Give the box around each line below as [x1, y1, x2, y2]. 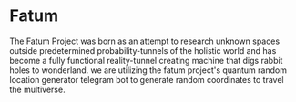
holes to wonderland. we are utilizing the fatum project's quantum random [9, 65, 287, 76]
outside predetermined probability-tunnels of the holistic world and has [9, 45, 277, 56]
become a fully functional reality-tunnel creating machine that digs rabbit [9, 55, 283, 66]
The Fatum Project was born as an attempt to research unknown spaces [9, 36, 281, 46]
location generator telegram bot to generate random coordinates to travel [9, 74, 284, 85]
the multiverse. [9, 84, 66, 95]
